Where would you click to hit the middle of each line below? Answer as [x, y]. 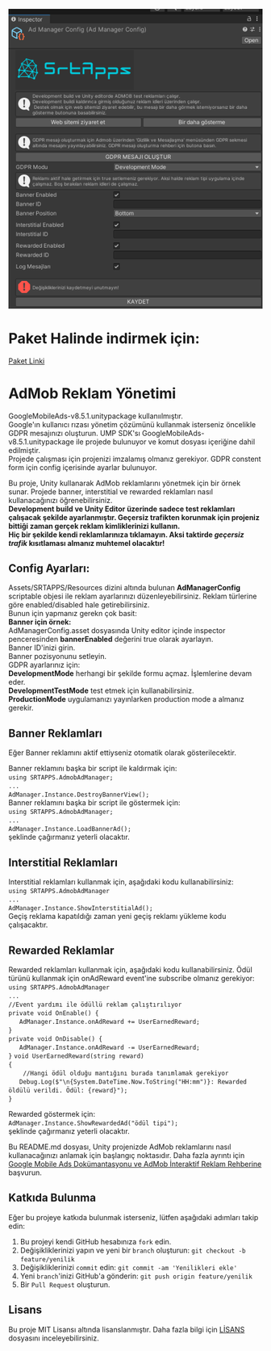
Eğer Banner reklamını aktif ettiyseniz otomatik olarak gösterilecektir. [122, 753]
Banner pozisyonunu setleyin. [58, 657]
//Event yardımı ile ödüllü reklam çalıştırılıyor [95, 1005]
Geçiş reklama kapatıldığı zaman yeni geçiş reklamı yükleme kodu [117, 917]
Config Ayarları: [49, 569]
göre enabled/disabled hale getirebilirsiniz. [79, 605]
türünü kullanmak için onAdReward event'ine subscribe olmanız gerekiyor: [132, 978]
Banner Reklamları [55, 733]
